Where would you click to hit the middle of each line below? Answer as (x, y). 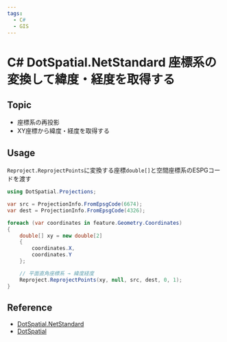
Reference (30, 307)
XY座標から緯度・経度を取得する (63, 131)
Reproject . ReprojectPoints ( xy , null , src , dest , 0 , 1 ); (101, 280)
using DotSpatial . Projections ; (52, 192)
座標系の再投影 (38, 122)
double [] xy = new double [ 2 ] (61, 236)
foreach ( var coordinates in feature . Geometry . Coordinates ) (95, 223)
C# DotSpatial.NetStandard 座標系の (112, 62)
